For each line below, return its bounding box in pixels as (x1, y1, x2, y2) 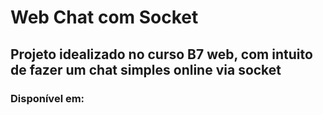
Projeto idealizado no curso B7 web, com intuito (10, 46, 313, 63)
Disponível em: (10, 91, 85, 105)
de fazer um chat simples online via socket (10, 61, 282, 78)
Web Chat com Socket (10, 6, 199, 29)
